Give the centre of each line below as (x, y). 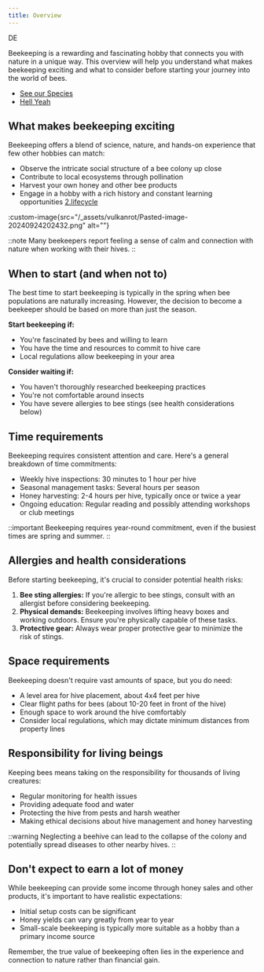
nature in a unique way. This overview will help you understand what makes (130, 61)
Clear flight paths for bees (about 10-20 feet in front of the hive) (123, 703)
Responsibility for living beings (86, 753)
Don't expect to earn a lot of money (96, 869)
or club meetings (47, 513)
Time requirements (56, 437)
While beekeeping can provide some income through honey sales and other (131, 888)
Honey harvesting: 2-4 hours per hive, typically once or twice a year (130, 496)
